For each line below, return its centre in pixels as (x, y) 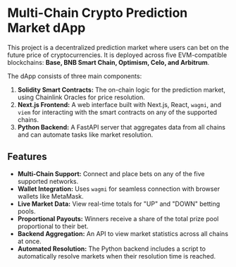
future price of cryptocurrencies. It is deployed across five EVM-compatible (117, 55)
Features (27, 157)
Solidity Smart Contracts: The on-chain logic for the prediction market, (121, 89)
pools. (26, 211)
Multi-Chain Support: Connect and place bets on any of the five (111, 173)
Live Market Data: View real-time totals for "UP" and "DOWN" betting (119, 204)
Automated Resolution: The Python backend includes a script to (112, 249)
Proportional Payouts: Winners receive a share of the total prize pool (118, 218)
